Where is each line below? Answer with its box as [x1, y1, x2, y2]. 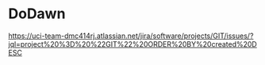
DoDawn [8, 5, 66, 23]
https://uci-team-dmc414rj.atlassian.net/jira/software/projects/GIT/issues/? [8, 31, 254, 40]
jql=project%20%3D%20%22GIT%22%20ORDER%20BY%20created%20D [8, 39, 258, 48]
